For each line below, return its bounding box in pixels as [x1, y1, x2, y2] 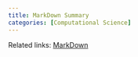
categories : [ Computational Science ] [8, 19, 132, 27]
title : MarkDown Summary [8, 11, 89, 20]
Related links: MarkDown [8, 40, 89, 49]
